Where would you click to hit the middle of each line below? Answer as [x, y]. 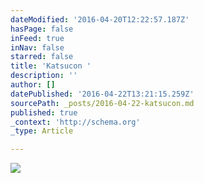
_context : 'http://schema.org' [75, 122]
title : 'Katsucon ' [51, 66]
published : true [44, 112]
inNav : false [37, 47]
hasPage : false [42, 29]
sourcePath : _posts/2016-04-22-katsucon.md [102, 103]
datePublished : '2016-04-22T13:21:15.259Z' [102, 94]
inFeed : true [37, 38]
